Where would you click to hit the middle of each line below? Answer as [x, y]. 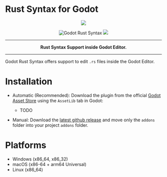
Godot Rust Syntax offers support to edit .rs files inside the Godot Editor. [80, 61]
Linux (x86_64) [28, 170]
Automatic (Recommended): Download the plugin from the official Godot [86, 95]
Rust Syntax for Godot [52, 9]
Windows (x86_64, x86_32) [40, 159]
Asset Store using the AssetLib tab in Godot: [58, 100]
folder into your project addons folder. [50, 125]
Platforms [26, 145]
